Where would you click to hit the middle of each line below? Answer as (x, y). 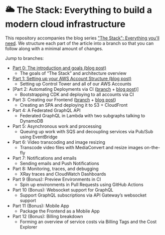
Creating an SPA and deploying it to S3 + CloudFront (74, 105)
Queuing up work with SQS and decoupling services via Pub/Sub (86, 131)
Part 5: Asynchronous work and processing (57, 126)
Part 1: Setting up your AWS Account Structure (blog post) (72, 78)
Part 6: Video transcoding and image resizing (59, 142)
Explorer (28, 227)
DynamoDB (31, 121)
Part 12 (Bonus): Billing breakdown (48, 216)
